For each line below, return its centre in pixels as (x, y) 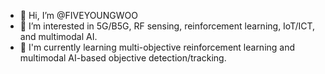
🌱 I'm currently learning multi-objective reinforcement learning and (157, 47)
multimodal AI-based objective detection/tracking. (123, 58)
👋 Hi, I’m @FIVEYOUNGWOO (78, 15)
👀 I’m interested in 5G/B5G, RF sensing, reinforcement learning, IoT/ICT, (167, 26)
